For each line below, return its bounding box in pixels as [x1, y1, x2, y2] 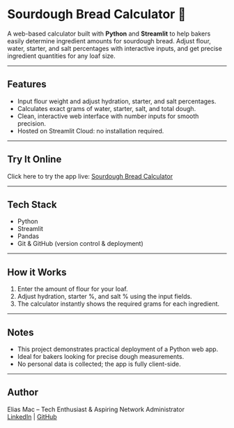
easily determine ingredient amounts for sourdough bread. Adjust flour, [7, 36, 211, 45]
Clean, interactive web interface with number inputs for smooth [17, 112, 199, 120]
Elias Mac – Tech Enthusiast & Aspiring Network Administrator [7, 405, 185, 413]
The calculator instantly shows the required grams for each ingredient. [17, 300, 220, 308]
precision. [17, 119, 47, 128]
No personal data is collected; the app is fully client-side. [17, 360, 181, 368]
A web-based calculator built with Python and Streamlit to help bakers [7, 29, 211, 38]
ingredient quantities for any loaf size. [7, 52, 116, 60]
